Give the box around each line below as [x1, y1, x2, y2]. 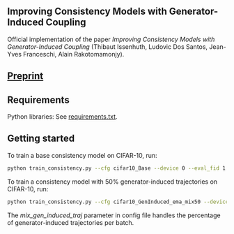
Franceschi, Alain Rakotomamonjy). [23, 50, 125, 58]
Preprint [7, 70, 44, 82]
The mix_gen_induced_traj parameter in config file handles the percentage [7, 211, 221, 219]
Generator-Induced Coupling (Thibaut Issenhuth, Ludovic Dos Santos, [7, 42, 208, 51]
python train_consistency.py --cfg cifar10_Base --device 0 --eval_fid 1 [7, 164, 226, 172]
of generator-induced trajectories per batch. [7, 218, 134, 226]
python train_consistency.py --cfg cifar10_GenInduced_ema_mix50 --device [7, 198, 229, 205]
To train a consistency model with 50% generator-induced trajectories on [7, 177, 218, 186]
